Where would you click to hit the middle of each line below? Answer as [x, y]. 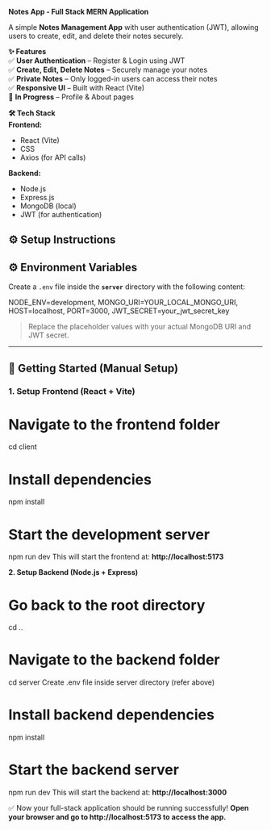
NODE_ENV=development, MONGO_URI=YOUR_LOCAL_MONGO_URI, [123, 303]
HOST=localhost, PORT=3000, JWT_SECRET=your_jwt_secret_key [119, 311]
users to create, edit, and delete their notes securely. [96, 36]
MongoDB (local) [48, 206]
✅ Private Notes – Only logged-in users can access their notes [113, 79]
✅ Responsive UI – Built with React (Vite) [77, 88]
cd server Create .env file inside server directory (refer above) [112, 682]
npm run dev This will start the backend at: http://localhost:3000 [118, 792]
